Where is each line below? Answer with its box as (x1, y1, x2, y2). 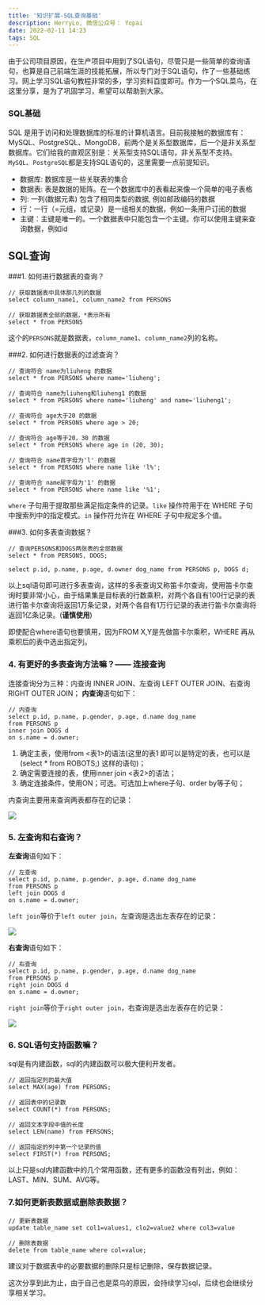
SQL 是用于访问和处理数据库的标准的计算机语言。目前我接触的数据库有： (8, 128, 246, 137)
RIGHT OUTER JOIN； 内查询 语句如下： (8, 688, 138, 698)
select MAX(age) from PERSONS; (8, 1084, 112, 1092)
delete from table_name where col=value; (8, 1246, 147, 1254)
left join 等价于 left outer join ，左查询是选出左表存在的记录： (8, 911, 218, 920)
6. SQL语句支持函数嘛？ (8, 1039, 99, 1050)
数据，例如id (26, 224, 68, 233)
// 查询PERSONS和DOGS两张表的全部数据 (8, 545, 123, 553)
